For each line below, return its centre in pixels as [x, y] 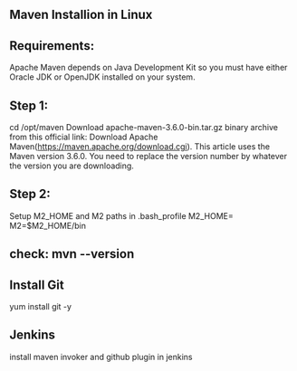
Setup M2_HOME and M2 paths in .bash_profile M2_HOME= [121, 215]
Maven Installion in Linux [81, 15]
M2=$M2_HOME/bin [48, 225]
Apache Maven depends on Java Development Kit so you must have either [148, 68]
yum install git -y [41, 307]
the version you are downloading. [72, 166]
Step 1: [29, 105]
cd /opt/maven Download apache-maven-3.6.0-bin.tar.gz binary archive [144, 128]
